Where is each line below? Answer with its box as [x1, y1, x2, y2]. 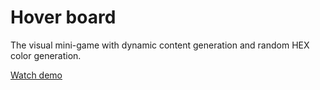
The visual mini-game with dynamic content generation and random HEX [10, 39, 310, 51]
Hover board [10, 6, 117, 29]
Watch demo [10, 69, 63, 81]
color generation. [10, 49, 82, 61]
